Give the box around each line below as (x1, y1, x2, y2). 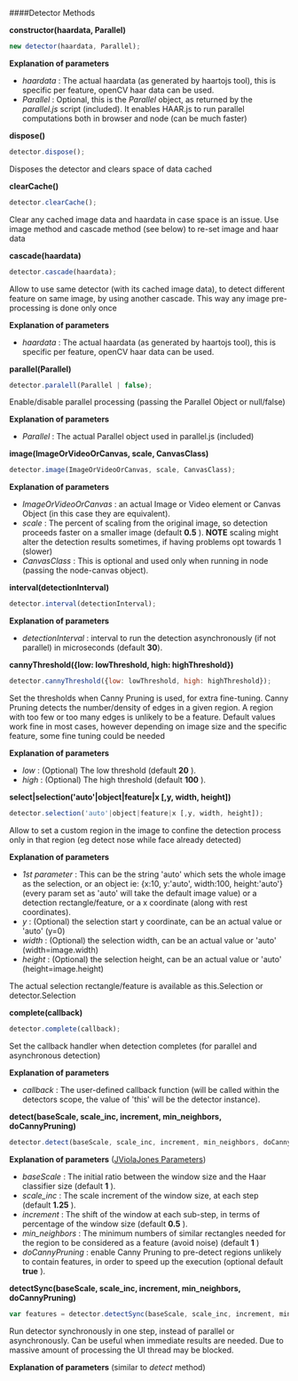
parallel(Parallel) (9, 364, 72, 374)
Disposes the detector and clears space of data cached (9, 164, 213, 174)
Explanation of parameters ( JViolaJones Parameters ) (9, 1153, 207, 1164)
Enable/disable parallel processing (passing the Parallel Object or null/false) (9, 397, 286, 407)
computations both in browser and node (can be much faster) (21, 113, 247, 124)
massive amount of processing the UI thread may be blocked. (9, 1345, 234, 1355)
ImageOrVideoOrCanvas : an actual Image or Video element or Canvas (21, 499, 281, 510)
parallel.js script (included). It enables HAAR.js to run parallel (21, 103, 246, 114)
